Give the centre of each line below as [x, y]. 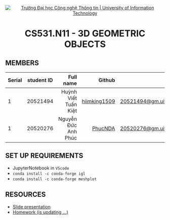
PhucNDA [103, 128]
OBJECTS [85, 44]
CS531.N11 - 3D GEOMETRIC [85, 34]
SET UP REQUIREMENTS [44, 156]
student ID [40, 80]
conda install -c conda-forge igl [49, 174]
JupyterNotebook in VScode [41, 168]
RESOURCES [26, 195]
